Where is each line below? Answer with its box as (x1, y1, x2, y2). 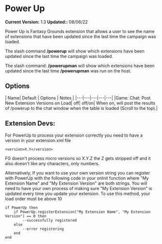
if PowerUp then (5, 205, 38, 210)
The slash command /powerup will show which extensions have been (5, 48, 145, 54)
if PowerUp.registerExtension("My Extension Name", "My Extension (14, 209, 151, 214)
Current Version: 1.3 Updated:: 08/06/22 (5, 19, 88, 25)
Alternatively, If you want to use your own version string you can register (5, 170, 150, 175)
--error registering (22, 227, 64, 231)
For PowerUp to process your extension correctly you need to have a (5, 132, 143, 138)
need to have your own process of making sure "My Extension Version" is (5, 185, 152, 191)
